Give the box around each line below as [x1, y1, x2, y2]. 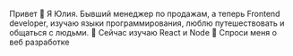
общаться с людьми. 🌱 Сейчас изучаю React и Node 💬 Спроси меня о [9, 28, 278, 37]
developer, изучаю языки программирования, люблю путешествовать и [9, 18, 285, 28]
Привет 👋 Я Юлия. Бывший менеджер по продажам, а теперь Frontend [9, 9, 280, 19]
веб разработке [9, 36, 70, 47]
